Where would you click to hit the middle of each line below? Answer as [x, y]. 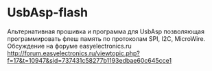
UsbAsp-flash [48, 13]
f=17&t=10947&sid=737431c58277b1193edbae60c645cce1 [90, 60]
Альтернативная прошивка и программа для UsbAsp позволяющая [106, 31]
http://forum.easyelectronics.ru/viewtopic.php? [74, 53]
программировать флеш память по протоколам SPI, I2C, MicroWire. [106, 38]
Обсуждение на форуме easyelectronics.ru [69, 46]
